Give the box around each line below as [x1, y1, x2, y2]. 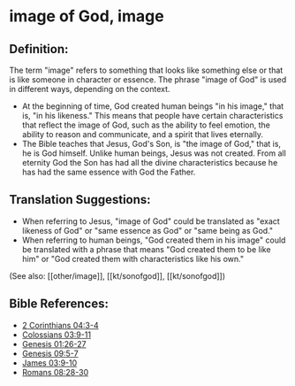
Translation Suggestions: [9, 192, 152, 207]
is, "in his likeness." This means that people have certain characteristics [21, 111, 284, 120]
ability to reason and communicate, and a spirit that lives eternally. [21, 129, 263, 139]
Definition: [9, 42, 69, 57]
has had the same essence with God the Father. [21, 166, 196, 177]
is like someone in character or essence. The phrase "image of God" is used [9, 74, 287, 85]
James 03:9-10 [21, 357, 78, 368]
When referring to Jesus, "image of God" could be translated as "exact [21, 215, 280, 227]
